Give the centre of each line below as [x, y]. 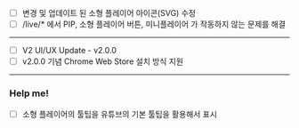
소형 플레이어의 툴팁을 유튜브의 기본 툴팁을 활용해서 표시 [120, 114]
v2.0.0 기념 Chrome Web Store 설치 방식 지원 [103, 61]
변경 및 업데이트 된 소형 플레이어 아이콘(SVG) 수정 [109, 13]
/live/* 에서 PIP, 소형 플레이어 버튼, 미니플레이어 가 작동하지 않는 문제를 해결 [154, 24]
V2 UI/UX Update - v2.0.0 [69, 51]
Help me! [29, 93]
